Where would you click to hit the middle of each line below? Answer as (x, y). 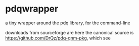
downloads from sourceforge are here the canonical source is (69, 32)
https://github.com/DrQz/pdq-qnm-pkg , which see (58, 38)
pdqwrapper (32, 9)
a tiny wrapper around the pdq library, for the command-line (68, 23)
